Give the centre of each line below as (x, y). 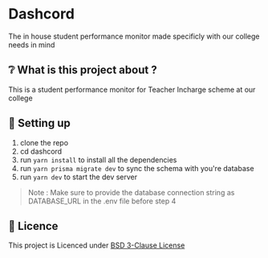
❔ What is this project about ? (83, 70)
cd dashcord (41, 151)
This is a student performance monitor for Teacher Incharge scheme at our (132, 89)
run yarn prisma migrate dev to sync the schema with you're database (137, 168)
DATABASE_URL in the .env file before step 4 (102, 201)
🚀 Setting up (39, 123)
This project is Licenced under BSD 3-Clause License (97, 245)
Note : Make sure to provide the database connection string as (131, 192)
